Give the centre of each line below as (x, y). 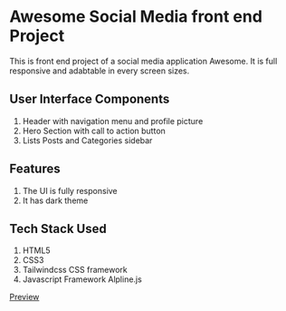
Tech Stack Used (58, 228)
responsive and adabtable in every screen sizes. (100, 71)
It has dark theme (55, 200)
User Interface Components (90, 99)
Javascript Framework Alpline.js (82, 279)
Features (35, 169)
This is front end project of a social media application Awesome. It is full (143, 61)
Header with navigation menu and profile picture (113, 121)
